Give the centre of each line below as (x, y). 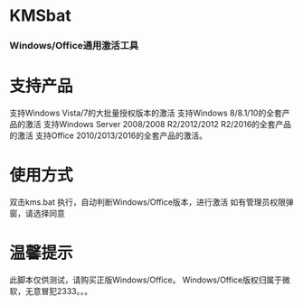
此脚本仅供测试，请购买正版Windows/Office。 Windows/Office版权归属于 (146, 280)
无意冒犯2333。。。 (59, 291)
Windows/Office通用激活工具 (74, 46)
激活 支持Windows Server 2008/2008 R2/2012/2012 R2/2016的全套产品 (158, 125)
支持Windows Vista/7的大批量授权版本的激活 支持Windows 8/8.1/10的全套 (146, 113)
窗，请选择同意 (37, 213)
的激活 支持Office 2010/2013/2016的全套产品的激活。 (109, 135)
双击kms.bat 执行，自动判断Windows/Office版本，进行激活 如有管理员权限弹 (151, 202)
